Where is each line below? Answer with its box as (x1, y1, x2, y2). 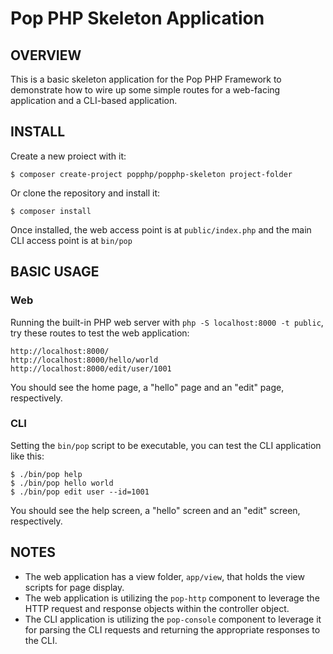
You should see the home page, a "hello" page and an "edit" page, (10, 381, 285, 393)
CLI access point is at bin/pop (10, 234, 133, 246)
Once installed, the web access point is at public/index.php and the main (10, 223, 312, 236)
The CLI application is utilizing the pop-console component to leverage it (24, 613, 322, 625)
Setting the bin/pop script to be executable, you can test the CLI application (10, 439, 322, 451)
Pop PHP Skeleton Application (10, 7, 265, 30)
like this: (10, 450, 45, 462)
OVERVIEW (10, 47, 82, 64)
